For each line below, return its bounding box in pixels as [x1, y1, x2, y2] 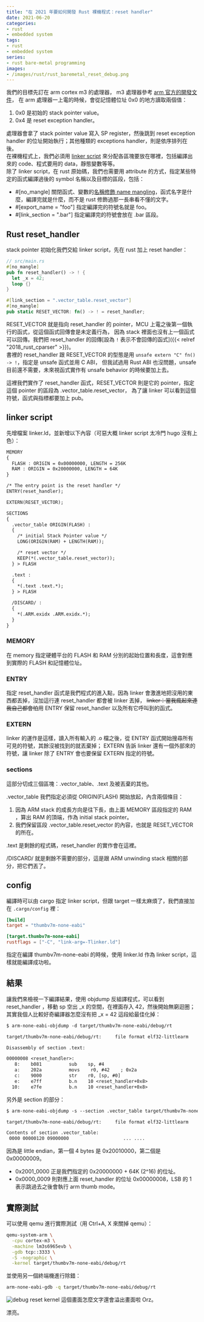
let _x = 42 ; [12, 275, 45, 281]
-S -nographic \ [12, 1254, 53, 1261]
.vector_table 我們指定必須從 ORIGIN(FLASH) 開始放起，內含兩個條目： [6, 792, 184, 800]
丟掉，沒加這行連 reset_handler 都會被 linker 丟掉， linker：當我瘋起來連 [16, 697, 198, 704]
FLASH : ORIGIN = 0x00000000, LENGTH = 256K [12, 460, 126, 466]
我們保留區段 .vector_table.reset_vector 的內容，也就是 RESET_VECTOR [15, 821, 194, 828]
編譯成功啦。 [22, 959, 55, 965]
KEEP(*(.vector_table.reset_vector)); [17, 555, 115, 561]
